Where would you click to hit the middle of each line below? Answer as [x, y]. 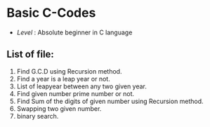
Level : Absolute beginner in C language [74, 32]
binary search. [38, 116]
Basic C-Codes [51, 13]
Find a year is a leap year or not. [63, 79]
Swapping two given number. [59, 108]
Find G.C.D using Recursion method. [69, 71]
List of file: [30, 54]
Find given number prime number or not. [76, 93]
